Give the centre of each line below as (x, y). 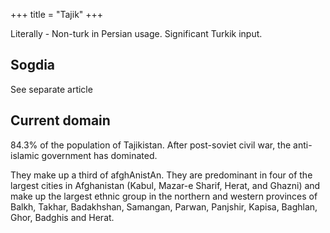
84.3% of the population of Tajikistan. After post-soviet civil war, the (151, 145)
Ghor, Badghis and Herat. (62, 217)
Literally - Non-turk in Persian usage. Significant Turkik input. (136, 33)
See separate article (51, 89)
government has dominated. (99, 155)
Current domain (60, 120)
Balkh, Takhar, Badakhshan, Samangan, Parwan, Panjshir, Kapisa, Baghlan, (164, 206)
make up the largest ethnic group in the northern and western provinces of (164, 196)
